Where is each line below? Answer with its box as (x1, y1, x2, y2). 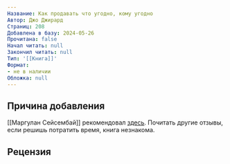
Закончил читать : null (7, 49, 73, 56)
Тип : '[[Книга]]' (7, 55, 57, 62)
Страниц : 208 (7, 23, 45, 30)
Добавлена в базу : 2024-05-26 (7, 29, 95, 37)
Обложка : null (7, 74, 48, 82)
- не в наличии (7, 68, 51, 75)
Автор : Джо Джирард (7, 17, 64, 24)
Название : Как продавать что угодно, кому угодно (7, 10, 154, 17)
